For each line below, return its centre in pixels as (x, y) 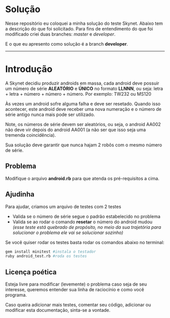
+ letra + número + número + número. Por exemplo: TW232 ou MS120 (78, 94)
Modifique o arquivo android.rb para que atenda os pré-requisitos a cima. (82, 178)
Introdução (29, 69)
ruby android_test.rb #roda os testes (46, 256)
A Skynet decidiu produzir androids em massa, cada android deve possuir (82, 83)
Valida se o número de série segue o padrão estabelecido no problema (87, 216)
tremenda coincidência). (31, 135)
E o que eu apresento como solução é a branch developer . (67, 44)
